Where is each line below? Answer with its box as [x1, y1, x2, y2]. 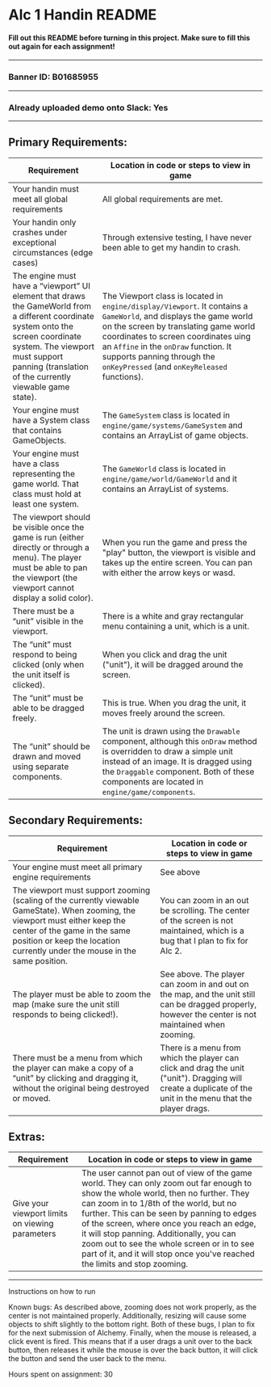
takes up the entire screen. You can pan [102, 557, 252, 568]
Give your [12, 1198, 49, 1209]
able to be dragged [12, 702, 85, 713]
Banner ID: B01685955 [8, 71, 99, 82]
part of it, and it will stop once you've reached [81, 1248, 256, 1259]
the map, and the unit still [160, 988, 256, 999]
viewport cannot [12, 582, 75, 593]
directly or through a [12, 541, 90, 553]
